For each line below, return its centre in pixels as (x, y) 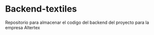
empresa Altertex (23, 27)
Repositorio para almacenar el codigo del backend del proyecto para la (77, 22)
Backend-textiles (41, 9)
